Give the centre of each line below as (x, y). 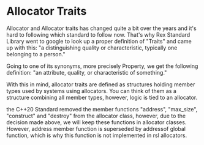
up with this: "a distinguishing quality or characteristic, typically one (92, 48)
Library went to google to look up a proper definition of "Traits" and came (99, 41)
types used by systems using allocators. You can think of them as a (91, 91)
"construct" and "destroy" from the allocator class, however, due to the (96, 116)
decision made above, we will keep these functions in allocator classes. (96, 122)
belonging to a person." (36, 54)
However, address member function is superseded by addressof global (96, 128)
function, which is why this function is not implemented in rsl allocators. (97, 135)
